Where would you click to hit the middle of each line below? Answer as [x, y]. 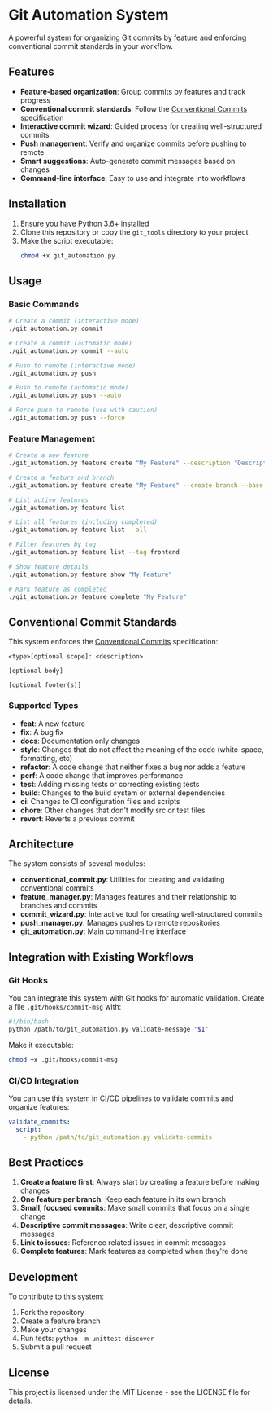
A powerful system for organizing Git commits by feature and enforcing [128, 37]
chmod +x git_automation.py [67, 255]
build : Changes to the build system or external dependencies [123, 793]
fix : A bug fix [42, 732]
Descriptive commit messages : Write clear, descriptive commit [127, 1225]
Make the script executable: [67, 240]
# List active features [49, 500]
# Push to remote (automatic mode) [69, 388]
